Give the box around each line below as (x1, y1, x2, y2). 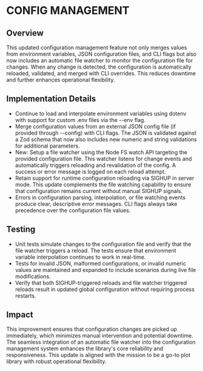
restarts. (15, 292, 36, 299)
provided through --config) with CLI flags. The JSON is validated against (15, 129, 197, 137)
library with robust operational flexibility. (6, 358, 107, 365)
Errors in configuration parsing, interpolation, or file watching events (15, 194, 186, 201)
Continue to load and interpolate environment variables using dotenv (15, 110, 187, 117)
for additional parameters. (15, 142, 80, 149)
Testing (6, 224, 36, 234)
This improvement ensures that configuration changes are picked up (6, 325, 178, 333)
